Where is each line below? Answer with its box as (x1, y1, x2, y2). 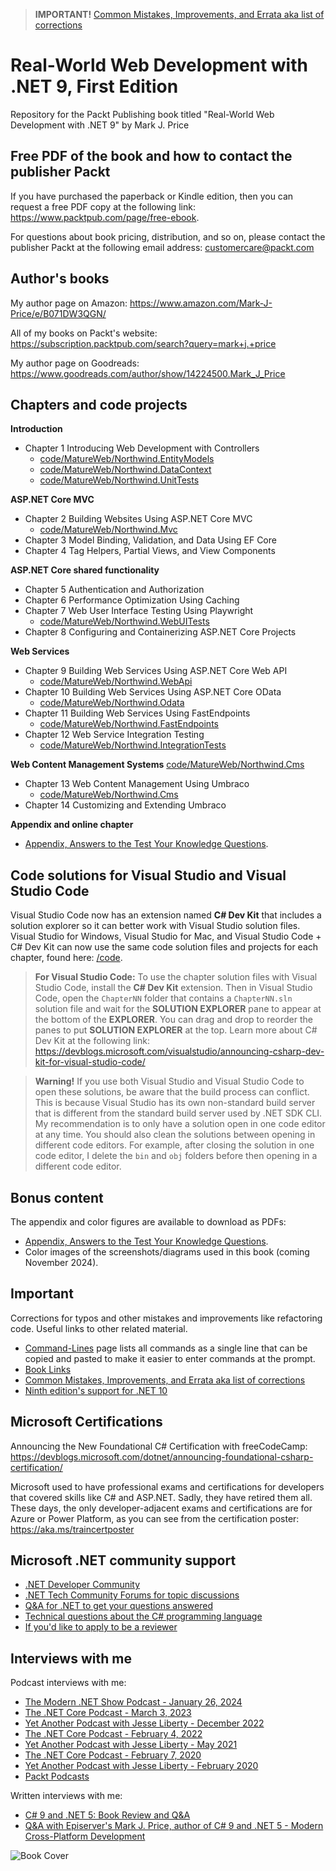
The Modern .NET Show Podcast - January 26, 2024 (24, 1696, 243, 1708)
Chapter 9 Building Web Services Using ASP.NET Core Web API (24, 665, 288, 677)
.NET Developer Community (24, 1579, 141, 1591)
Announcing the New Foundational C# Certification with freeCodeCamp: (10, 1440, 308, 1452)
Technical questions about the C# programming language (24, 1610, 263, 1623)
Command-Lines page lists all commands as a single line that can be (24, 1342, 308, 1354)
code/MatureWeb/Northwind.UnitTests (39, 474, 200, 486)
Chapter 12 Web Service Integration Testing (24, 729, 205, 741)
